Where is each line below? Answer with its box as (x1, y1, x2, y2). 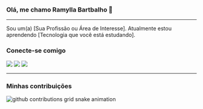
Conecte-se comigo (6, 47, 66, 55)
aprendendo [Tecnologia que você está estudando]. (6, 31, 136, 39)
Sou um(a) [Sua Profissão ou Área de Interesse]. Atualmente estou (6, 25, 172, 32)
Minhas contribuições (6, 82, 72, 90)
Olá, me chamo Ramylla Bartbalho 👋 (6, 5, 113, 14)
